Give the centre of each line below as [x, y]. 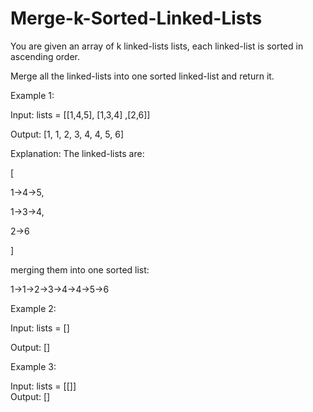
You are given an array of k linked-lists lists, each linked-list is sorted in [157, 46]
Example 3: [33, 366]
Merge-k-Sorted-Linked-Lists [136, 18]
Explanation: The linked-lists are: [77, 153]
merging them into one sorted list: [80, 269]
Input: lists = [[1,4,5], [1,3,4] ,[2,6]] [80, 114]
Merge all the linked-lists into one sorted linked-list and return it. [142, 76]
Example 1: [32, 95]
